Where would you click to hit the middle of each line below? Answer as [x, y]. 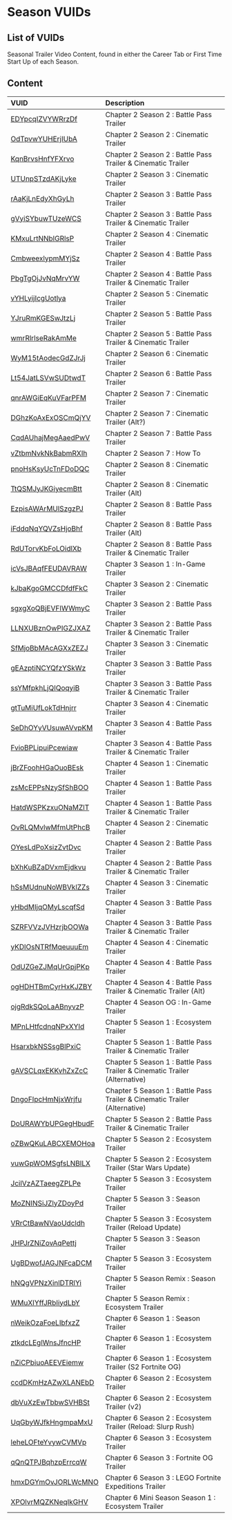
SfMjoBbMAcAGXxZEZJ [49, 648]
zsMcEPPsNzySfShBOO [50, 787]
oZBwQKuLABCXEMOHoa [53, 1143]
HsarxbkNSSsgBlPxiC [46, 1046]
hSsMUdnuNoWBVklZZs [50, 887]
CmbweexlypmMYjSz [46, 258]
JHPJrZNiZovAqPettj [44, 1243]
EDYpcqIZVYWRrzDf [44, 118]
